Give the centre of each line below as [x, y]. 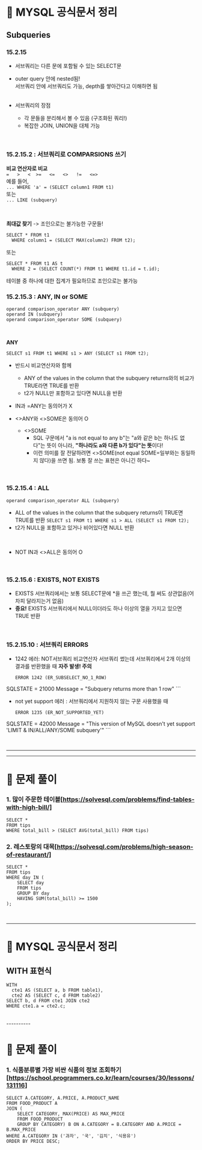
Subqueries [29, 35]
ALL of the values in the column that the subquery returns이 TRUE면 [99, 512]
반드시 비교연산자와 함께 [43, 365]
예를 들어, [17, 182]
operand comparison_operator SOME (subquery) [64, 320]
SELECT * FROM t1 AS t [35, 264]
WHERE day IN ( [25, 878]
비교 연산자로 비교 [27, 168]
